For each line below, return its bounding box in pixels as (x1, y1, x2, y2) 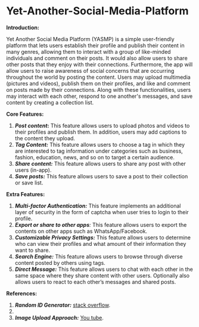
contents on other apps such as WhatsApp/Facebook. (14, 227, 148, 235)
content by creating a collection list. (6, 98, 94, 106)
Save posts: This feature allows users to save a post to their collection (14, 172, 188, 180)
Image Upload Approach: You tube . (14, 314, 104, 321)
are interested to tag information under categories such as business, (14, 147, 183, 155)
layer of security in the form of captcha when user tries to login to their (14, 208, 189, 215)
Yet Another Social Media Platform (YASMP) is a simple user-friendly (6, 35, 175, 42)
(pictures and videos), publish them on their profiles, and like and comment (6, 79, 191, 87)
